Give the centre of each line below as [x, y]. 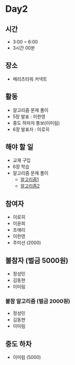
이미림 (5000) [27, 357]
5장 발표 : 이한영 [29, 117]
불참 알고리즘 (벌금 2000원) [38, 301]
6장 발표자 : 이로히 [31, 129]
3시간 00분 [24, 48]
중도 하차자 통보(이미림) [36, 123]
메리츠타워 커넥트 [30, 79]
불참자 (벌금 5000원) [37, 261]
